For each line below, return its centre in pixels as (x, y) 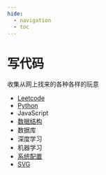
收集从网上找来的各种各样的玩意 (53, 84)
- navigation (32, 20)
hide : (15, 14)
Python (28, 106)
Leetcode (31, 98)
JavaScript (33, 113)
